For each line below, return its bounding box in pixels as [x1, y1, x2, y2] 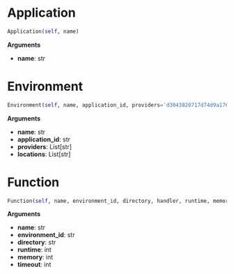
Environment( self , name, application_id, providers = [7, 101, 164, 109]
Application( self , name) [7, 28, 79, 35]
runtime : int [17, 245, 52, 254]
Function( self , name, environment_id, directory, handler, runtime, [7, 197, 210, 204]
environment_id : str [17, 231, 75, 239]
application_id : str [17, 135, 71, 144]
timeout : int [17, 260, 52, 269]
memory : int [17, 253, 54, 261]
